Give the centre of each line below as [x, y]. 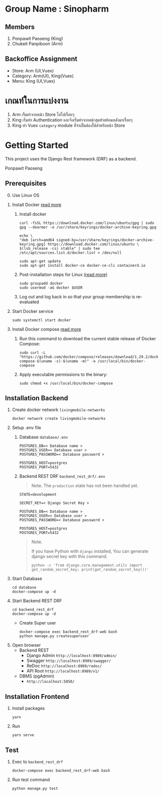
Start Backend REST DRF [37, 601]
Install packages [28, 709]
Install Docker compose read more [47, 329]
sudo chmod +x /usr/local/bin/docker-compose [66, 383]
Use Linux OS [26, 195]
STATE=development [38, 495]
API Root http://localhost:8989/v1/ [63, 671]
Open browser [26, 645]
